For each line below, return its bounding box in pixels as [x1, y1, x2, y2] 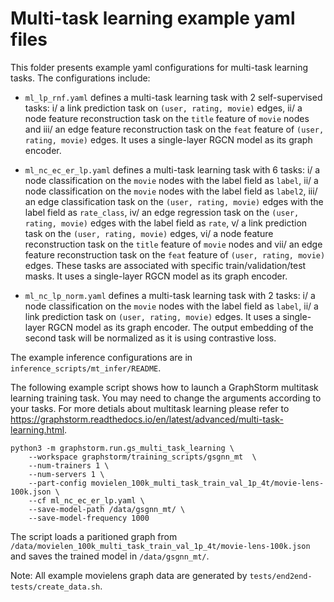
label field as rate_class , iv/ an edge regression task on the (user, [24, 206, 300, 218]
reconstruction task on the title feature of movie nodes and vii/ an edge [24, 238, 323, 250]
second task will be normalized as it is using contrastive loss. [24, 332, 277, 344]
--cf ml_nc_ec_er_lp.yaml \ [28, 495, 145, 506]
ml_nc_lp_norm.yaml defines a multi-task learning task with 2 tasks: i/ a [24, 289, 316, 301]
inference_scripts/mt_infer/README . [10, 362, 162, 374]
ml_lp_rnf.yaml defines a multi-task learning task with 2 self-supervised [24, 91, 323, 103]
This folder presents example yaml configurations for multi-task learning [10, 61, 309, 73]
